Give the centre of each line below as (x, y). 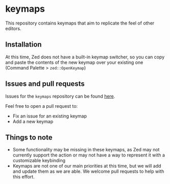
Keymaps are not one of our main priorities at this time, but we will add (87, 166)
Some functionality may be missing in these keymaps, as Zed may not (86, 150)
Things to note (29, 137)
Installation (23, 45)
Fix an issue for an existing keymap (50, 116)
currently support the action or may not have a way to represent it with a (89, 155)
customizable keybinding (39, 160)
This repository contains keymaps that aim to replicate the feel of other (80, 23)
